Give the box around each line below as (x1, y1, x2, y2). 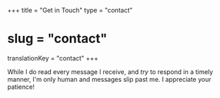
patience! (7, 82, 35, 91)
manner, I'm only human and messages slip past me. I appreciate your (7, 75, 212, 83)
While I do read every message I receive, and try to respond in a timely (7, 67, 214, 76)
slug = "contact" (7, 31, 108, 47)
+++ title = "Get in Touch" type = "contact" (7, 6, 133, 14)
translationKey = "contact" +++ (7, 54, 99, 62)
